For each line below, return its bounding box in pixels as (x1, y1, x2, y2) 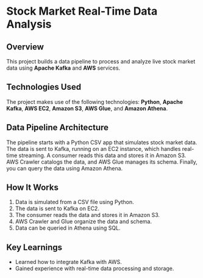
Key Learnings (6, 242, 63, 252)
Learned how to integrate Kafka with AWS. (15, 258, 122, 266)
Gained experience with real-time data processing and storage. (15, 265, 174, 273)
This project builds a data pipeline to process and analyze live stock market (6, 58, 196, 65)
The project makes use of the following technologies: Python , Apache (6, 98, 183, 105)
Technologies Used (6, 82, 81, 92)
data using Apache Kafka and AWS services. (6, 64, 121, 71)
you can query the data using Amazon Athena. (6, 164, 123, 172)
